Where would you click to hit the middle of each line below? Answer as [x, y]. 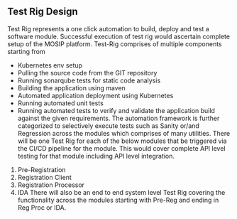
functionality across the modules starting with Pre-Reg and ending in [118, 200]
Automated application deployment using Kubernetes [95, 95]
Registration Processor [51, 185]
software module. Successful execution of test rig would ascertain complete [119, 36]
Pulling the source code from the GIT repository [87, 73]
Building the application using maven [71, 87]
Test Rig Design [43, 12]
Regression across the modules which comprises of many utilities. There [124, 133]
